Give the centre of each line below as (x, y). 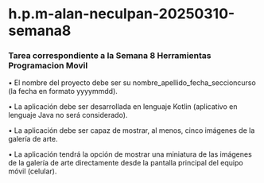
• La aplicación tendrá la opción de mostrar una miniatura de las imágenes (130, 154)
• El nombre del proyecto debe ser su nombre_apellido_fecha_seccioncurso (132, 83)
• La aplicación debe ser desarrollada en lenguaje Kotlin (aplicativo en (123, 107)
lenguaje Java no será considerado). (68, 115)
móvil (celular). (33, 171)
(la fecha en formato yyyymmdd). (63, 91)
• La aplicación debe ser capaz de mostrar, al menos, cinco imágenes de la (132, 130)
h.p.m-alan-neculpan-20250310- (122, 14)
